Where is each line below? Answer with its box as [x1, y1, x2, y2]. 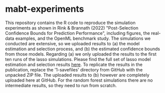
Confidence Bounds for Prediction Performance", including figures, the [5, 30, 150, 36]
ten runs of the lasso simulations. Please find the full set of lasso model [5, 56, 151, 62]
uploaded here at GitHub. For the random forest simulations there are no [5, 77, 153, 83]
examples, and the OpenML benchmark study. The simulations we [15, 35, 151, 41]
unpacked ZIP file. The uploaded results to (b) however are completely [5, 72, 150, 78]
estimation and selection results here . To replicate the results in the [5, 62, 143, 67]
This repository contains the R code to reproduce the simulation [5, 20, 136, 26]
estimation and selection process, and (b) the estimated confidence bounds [5, 46, 161, 52]
